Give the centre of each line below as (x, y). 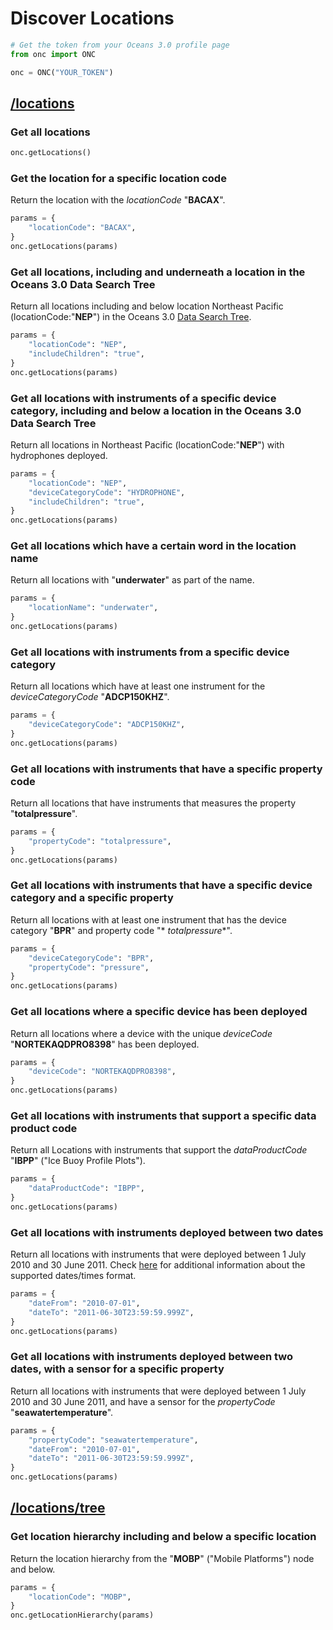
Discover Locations (92, 18)
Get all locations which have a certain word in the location (153, 546)
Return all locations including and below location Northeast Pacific (147, 306)
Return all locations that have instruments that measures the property (153, 803)
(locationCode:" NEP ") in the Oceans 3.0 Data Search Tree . (131, 317)
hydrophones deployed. (59, 455)
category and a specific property (92, 898)
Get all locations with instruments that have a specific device (161, 885)
